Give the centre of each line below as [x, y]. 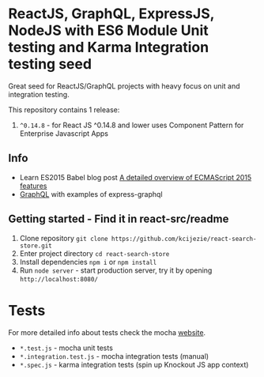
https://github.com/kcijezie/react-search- [184, 239]
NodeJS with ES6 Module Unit [109, 30]
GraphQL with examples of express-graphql [91, 194]
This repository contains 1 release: [64, 109]
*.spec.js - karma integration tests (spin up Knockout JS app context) [134, 364]
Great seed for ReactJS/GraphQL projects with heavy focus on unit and [124, 86]
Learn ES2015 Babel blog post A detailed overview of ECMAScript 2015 [136, 177]
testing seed [50, 64]
